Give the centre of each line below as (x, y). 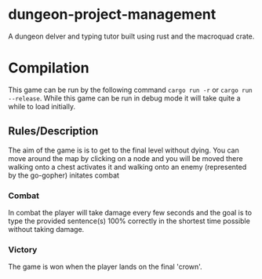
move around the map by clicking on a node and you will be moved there (126, 158)
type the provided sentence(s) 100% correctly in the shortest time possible (129, 221)
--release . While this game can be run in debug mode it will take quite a (124, 98)
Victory (23, 249)
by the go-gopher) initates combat (64, 175)
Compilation (49, 68)
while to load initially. (42, 106)
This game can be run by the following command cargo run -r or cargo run (130, 90)
